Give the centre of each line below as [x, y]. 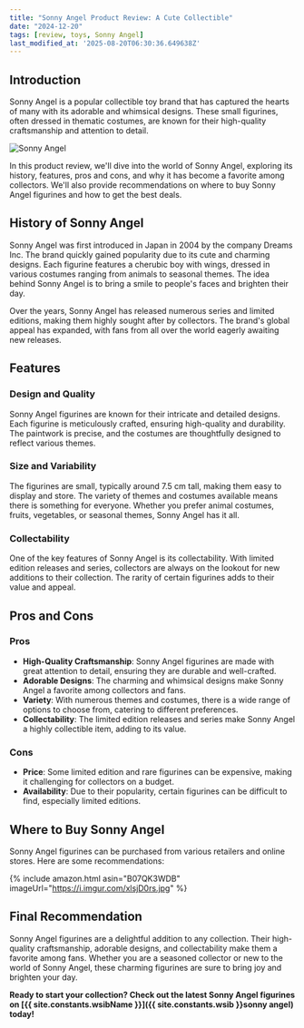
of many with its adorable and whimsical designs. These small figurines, [144, 112]
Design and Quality [52, 394]
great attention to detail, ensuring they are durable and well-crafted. [149, 671]
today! [22, 1013]
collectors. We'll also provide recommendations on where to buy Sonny [142, 185]
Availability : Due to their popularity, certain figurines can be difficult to [155, 791]
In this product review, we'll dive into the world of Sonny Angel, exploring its [151, 166]
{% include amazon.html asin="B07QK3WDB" [95, 878]
